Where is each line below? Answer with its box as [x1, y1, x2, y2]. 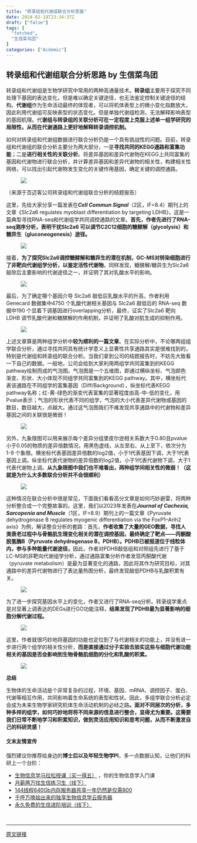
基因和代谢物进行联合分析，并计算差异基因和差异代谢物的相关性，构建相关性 [6, 158, 191, 165]
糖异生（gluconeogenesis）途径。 [6, 230, 91, 238]
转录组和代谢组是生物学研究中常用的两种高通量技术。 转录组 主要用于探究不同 [6, 86, 191, 94]
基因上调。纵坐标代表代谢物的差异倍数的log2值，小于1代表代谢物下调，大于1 [6, 456, 191, 464]
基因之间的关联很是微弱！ [6, 411, 68, 418]
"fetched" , [11, 31, 38, 36]
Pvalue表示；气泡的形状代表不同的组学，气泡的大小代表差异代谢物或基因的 [6, 396, 187, 403]
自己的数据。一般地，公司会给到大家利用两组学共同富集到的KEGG [16, 359, 175, 367]
